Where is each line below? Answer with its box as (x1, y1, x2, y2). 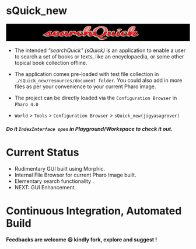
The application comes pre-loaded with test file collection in (14, 71, 159, 78)
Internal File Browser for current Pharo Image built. (14, 171, 136, 178)
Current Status (6, 146, 79, 159)
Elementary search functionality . (14, 177, 94, 185)
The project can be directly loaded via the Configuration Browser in (14, 95, 177, 102)
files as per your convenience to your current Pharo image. (14, 83, 156, 90)
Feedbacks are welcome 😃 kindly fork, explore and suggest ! (6, 236, 157, 243)
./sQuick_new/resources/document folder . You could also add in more (14, 77, 183, 84)
